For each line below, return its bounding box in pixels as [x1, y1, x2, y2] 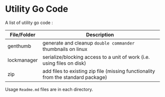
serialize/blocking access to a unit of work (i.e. [42, 53, 150, 60]
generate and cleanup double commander [42, 39, 135, 46]
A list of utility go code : [5, 20, 53, 25]
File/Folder [9, 31, 36, 38]
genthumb [7, 43, 31, 49]
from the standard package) [42, 73, 107, 80]
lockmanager [7, 56, 38, 63]
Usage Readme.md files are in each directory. [5, 86, 93, 92]
